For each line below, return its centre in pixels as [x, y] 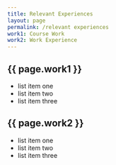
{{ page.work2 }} [46, 124]
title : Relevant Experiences [50, 14]
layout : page [27, 21]
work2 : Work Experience [42, 40]
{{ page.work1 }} [45, 69]
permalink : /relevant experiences [58, 27]
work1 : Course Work [36, 34]
